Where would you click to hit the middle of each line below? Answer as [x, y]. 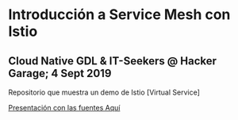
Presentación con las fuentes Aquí [64, 108]
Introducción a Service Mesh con [119, 15]
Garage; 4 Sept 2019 [60, 73]
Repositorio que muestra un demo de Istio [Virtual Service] [104, 92]
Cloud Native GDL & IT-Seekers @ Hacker [112, 61]
